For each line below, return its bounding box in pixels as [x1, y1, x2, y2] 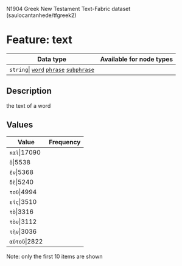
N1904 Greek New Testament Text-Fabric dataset [6, 5, 131, 12]
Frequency [48, 138, 81, 146]
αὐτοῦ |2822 [9, 237, 43, 245]
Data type [37, 55, 67, 63]
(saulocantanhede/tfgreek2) [6, 12, 77, 19]
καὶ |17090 [9, 148, 41, 156]
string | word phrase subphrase [9, 65, 94, 74]
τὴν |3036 [9, 227, 37, 236]
